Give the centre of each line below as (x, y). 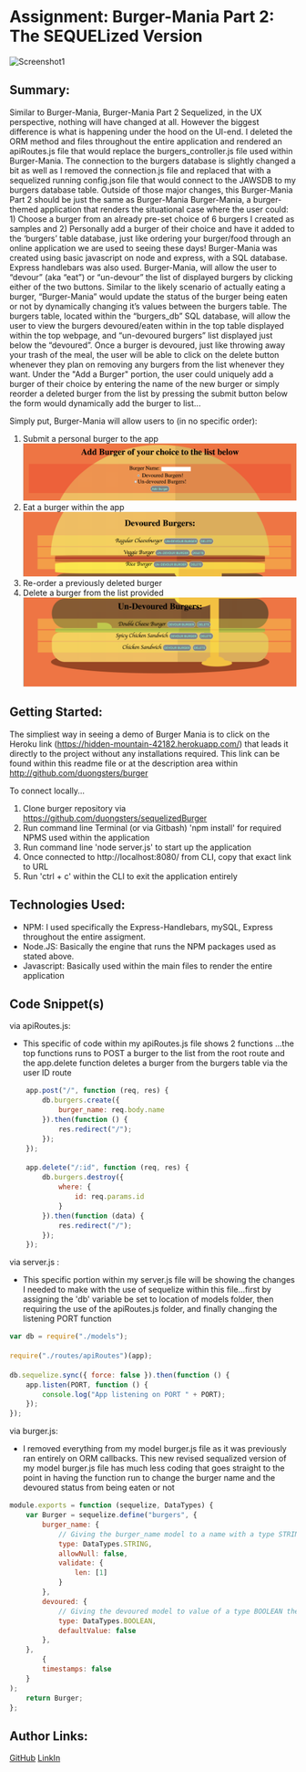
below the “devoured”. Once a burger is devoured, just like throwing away (147, 345)
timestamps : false (77, 1669)
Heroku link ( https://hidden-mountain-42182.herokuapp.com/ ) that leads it (149, 744)
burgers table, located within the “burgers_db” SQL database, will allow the (150, 316)
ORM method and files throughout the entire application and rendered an (146, 141)
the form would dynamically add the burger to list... (105, 403)
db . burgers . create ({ (81, 1101)
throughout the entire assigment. (84, 937)
